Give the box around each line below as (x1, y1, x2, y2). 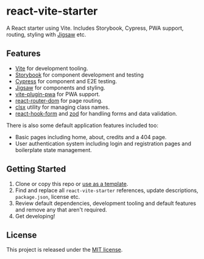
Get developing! (15, 212, 55, 219)
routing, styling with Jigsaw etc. (6, 30, 86, 38)
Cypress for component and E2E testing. (15, 77, 118, 85)
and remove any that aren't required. (15, 205, 107, 213)
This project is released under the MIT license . (6, 246, 123, 254)
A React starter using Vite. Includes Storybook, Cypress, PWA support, (6, 24, 184, 32)
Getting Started (6, 164, 66, 174)
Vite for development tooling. (15, 64, 88, 72)
